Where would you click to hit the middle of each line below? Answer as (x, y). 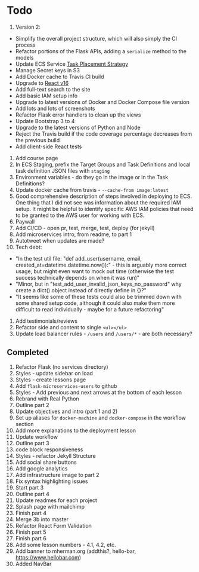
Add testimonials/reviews (46, 321)
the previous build (38, 140)
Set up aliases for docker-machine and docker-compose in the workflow (101, 417)
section (24, 424)
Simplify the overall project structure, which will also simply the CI (96, 38)
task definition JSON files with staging (63, 170)
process (25, 45)
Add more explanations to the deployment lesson (76, 430)
